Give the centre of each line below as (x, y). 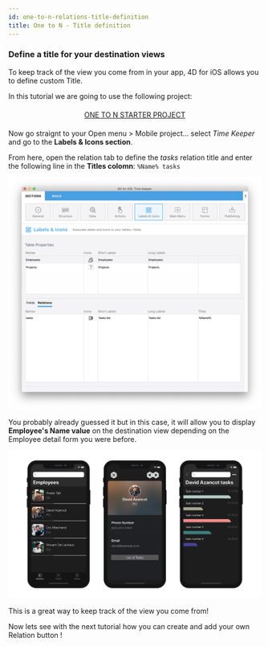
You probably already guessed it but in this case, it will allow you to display (132, 423)
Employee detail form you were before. (73, 440)
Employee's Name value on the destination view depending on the (119, 431)
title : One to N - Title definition (69, 25)
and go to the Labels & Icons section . (71, 141)
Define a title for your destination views (87, 55)
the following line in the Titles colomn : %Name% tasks (94, 166)
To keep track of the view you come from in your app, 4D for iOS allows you (134, 72)
